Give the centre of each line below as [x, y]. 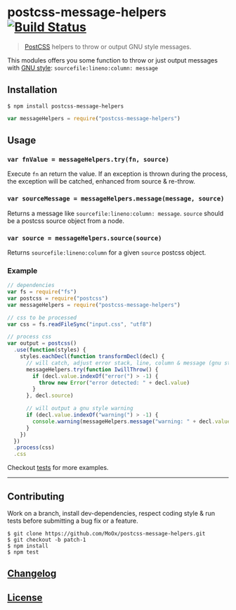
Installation [32, 90]
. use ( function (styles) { [50, 350]
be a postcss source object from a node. [66, 221]
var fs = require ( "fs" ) [42, 292]
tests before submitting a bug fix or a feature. [73, 521]
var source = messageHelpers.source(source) [85, 238]
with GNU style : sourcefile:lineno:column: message [83, 68]
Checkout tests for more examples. [58, 468]
